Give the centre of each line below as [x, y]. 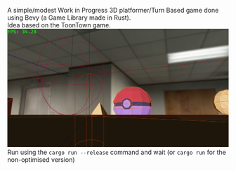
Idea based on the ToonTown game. [59, 25]
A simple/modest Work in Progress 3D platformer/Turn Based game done [113, 10]
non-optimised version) [41, 160]
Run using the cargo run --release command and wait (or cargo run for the [117, 152]
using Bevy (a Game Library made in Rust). [69, 18]
